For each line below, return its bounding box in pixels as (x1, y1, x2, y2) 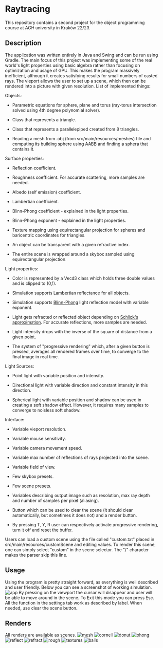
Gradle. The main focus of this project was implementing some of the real (5, 57, 152, 63)
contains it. (12, 146, 35, 152)
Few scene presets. (12, 483, 52, 489)
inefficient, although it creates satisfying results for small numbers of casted (5, 72, 158, 79)
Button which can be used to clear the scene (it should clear (12, 507, 133, 513)
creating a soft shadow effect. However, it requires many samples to (12, 402, 149, 408)
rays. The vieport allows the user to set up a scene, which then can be (5, 78, 146, 84)
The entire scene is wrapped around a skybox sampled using (12, 251, 135, 257)
